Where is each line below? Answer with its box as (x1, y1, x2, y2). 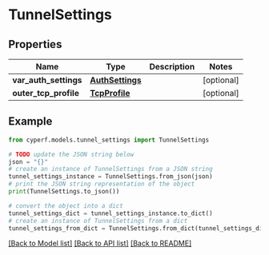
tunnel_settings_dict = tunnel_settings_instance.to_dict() (8, 209, 214, 217)
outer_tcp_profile (12, 88, 80, 98)
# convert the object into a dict (8, 201, 124, 209)
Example (8, 114, 53, 129)
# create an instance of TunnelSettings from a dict (8, 217, 188, 225)
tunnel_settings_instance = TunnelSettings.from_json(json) (8, 173, 214, 181)
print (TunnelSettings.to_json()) (8, 188, 120, 196)
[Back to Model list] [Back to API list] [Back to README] (8, 238, 192, 249)
